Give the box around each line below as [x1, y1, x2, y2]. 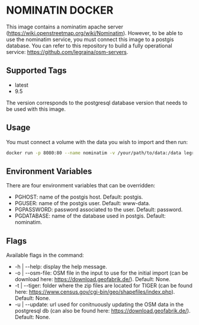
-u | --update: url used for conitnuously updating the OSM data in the [14, 301, 184, 308]
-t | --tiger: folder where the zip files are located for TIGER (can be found [14, 282, 192, 289]
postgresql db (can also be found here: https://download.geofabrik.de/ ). [14, 307, 191, 314]
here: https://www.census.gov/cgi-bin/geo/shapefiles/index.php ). [14, 288, 175, 295]
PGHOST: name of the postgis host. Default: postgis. [14, 193, 143, 200]
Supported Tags [6, 66, 67, 76]
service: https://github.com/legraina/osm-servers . [6, 48, 129, 55]
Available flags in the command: [6, 251, 84, 259]
